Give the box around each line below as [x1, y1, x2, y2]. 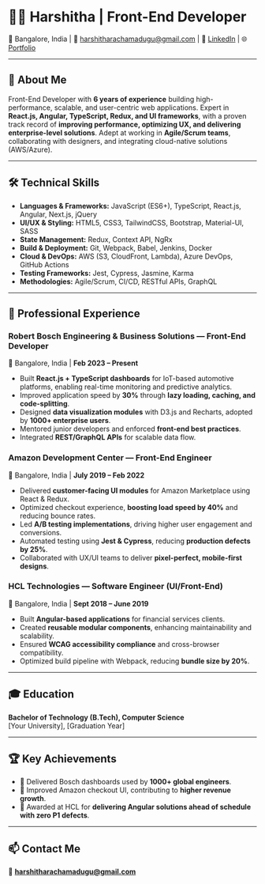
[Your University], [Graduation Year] [8, 720, 125, 731]
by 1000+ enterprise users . [19, 416, 111, 425]
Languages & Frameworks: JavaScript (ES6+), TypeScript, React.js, [19, 201, 242, 210]
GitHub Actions [19, 259, 69, 269]
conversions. [19, 527, 62, 537]
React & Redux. [19, 494, 69, 504]
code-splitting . [19, 399, 70, 409]
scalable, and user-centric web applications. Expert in [54, 103, 230, 112]
